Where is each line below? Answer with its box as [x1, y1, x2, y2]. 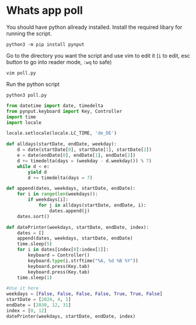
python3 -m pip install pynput [6, 41, 85, 47]
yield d [28, 169, 47, 175]
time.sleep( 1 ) [17, 275, 52, 281]
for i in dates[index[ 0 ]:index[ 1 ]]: [17, 247, 109, 253]
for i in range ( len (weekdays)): [17, 191, 98, 197]
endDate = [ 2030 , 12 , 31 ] [6, 302, 71, 308]
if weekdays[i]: [28, 196, 69, 203]
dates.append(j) [49, 208, 90, 214]
